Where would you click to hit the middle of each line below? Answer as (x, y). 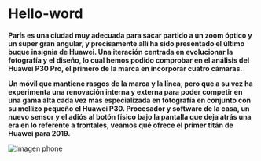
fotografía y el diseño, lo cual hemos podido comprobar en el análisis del (129, 60)
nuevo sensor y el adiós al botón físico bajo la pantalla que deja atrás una (130, 116)
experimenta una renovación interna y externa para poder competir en (125, 91)
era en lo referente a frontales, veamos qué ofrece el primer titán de (121, 125)
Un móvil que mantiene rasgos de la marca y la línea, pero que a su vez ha (130, 84)
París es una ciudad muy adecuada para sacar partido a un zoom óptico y (130, 35)
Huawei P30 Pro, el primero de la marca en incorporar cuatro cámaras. (125, 68)
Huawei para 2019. (39, 133)
